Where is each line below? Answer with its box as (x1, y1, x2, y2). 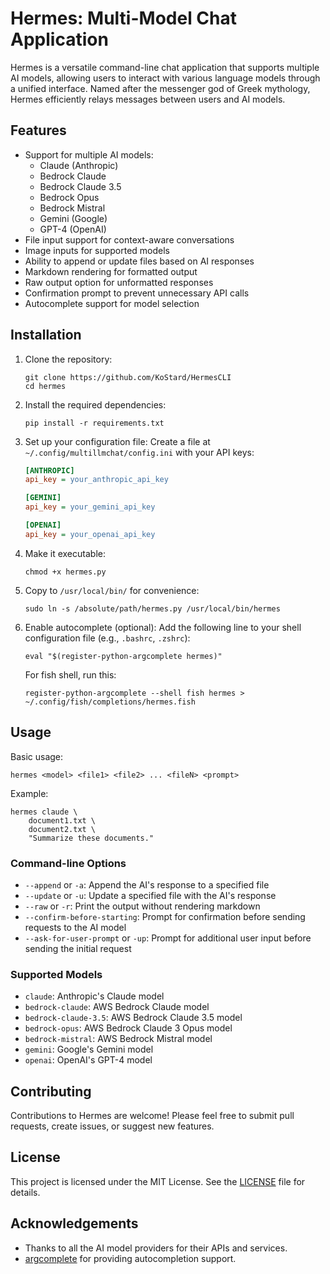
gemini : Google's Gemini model (24, 1043, 154, 1056)
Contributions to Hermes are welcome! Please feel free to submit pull (10, 1110, 295, 1122)
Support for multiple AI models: (24, 148, 154, 161)
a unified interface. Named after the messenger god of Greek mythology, (10, 82, 311, 94)
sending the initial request (24, 942, 132, 954)
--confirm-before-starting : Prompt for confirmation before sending (24, 910, 306, 922)
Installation (10, 327, 82, 344)
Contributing (10, 1083, 92, 1100)
